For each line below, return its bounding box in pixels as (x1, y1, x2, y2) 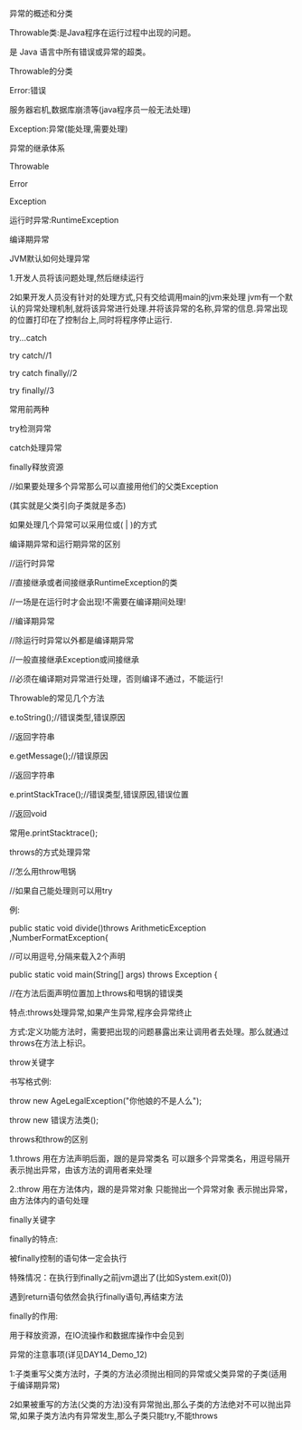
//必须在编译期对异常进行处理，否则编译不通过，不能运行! (9, 673, 224, 684)
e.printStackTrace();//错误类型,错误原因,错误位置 (9, 789, 189, 799)
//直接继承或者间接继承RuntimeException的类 (9, 577, 178, 587)
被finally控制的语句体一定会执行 (9, 1253, 127, 1263)
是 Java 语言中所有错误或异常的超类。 (9, 46, 151, 57)
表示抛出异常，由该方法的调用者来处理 (9, 1164, 152, 1175)
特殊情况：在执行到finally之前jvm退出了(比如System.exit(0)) (9, 1272, 232, 1282)
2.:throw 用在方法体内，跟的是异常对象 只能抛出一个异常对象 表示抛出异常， (9, 1184, 292, 1194)
